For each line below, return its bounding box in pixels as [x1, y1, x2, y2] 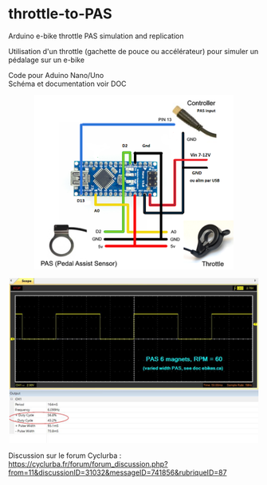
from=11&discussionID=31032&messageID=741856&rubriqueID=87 [8, 467, 227, 477]
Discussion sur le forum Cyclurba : [8, 451, 122, 460]
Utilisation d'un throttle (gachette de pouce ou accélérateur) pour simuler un [8, 46, 259, 56]
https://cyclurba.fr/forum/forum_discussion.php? [8, 459, 169, 468]
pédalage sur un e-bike [8, 55, 85, 65]
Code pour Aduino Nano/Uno [8, 70, 104, 80]
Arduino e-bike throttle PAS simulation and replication [8, 31, 184, 41]
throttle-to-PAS [8, 5, 113, 23]
